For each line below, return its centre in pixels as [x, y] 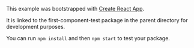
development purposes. [36, 27]
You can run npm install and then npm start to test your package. [88, 38]
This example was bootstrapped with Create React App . [75, 9]
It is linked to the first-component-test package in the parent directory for [97, 20]
